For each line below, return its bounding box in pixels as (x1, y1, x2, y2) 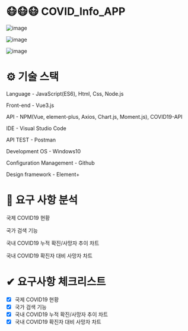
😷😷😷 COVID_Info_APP (6, 5, 126, 18)
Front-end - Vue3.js (6, 102, 55, 109)
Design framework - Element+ (6, 171, 80, 178)
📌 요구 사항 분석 (6, 194, 78, 207)
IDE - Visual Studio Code (6, 124, 66, 132)
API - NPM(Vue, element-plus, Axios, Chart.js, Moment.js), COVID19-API (6, 113, 183, 120)
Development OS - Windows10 (6, 147, 81, 155)
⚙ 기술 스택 (6, 70, 59, 84)
